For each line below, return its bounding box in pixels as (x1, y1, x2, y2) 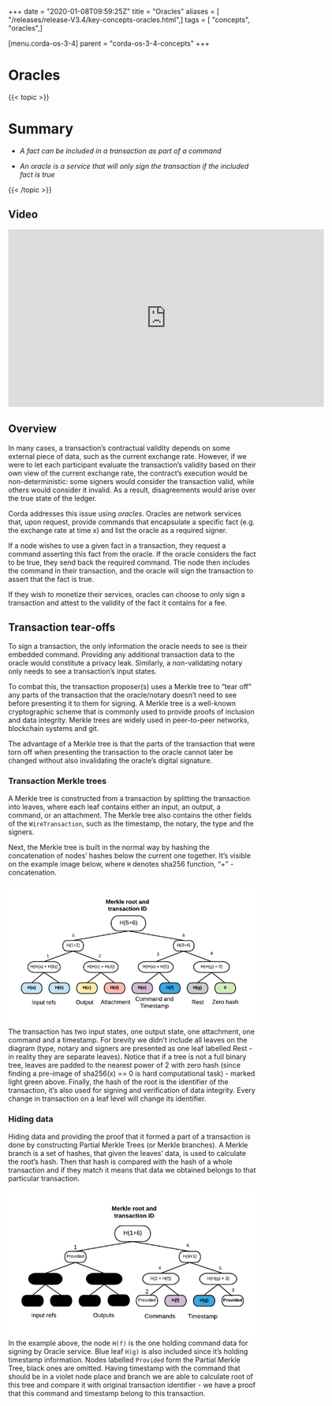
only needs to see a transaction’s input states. (8, 666, 158, 677)
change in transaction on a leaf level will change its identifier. (8, 1094, 207, 1103)
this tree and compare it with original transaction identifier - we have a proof (8, 1380, 256, 1390)
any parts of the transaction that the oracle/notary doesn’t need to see (8, 690, 237, 700)
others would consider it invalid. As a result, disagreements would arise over (8, 485, 256, 494)
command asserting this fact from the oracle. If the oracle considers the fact (8, 549, 256, 558)
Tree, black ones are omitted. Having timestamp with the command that (8, 1363, 241, 1373)
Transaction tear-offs (8, 621, 116, 634)
